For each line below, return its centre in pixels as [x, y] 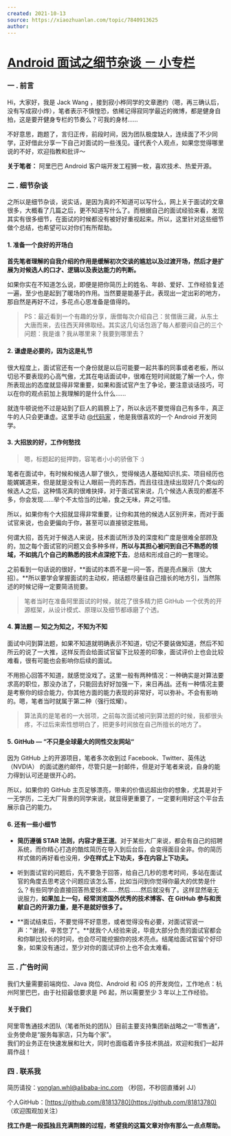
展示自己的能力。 [31, 807]
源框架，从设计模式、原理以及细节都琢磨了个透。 [93, 609]
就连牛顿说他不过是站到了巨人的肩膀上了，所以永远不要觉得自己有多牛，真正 [115, 408]
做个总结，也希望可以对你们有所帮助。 [61, 227]
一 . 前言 [21, 85]
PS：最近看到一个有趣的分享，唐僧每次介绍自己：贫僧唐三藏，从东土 [121, 316]
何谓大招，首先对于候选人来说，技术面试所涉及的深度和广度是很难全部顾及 [112, 537]
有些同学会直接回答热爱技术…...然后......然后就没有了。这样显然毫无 [124, 890]
